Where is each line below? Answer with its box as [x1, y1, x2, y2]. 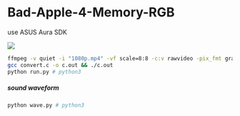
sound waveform [7, 83, 59, 93]
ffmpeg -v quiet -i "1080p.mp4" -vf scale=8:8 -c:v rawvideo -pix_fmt [7, 55, 222, 62]
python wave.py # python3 [7, 101, 84, 109]
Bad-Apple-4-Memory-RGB [7, 4, 175, 21]
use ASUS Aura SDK [7, 28, 68, 36]
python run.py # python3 [7, 68, 81, 75]
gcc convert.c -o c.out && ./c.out [7, 61, 114, 68]
